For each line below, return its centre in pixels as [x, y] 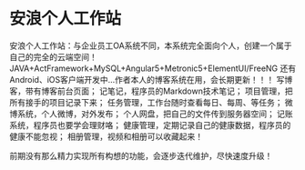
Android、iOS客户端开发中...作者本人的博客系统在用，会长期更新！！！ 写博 [151, 79]
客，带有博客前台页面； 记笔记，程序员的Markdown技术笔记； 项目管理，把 [151, 91]
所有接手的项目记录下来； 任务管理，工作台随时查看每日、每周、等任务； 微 [151, 102]
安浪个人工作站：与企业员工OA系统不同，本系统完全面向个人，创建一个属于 [151, 45]
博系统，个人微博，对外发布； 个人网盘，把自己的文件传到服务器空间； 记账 [151, 114]
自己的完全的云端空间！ [53, 56]
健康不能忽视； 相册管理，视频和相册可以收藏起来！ [106, 136]
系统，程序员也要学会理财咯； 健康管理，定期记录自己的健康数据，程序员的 [150, 125]
